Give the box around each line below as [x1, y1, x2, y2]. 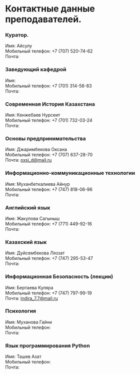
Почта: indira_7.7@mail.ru [5, 295, 58, 301]
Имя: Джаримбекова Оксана [5, 146, 67, 153]
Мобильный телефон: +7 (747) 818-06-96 [5, 186, 92, 192]
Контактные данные [5, 3, 95, 15]
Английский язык [5, 204, 50, 211]
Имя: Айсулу [5, 43, 32, 49]
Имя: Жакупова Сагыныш [5, 215, 60, 221]
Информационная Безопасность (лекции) [5, 273, 113, 280]
